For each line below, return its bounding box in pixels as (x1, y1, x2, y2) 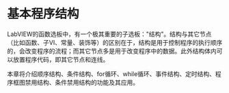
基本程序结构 (7, 6, 80, 22)
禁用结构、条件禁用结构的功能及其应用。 (25, 78, 139, 86)
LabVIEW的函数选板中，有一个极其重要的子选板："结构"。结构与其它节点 (7, 30, 212, 38)
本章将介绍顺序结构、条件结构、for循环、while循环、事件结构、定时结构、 (7, 69, 216, 78)
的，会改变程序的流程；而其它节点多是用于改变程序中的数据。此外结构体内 (7, 47, 217, 55)
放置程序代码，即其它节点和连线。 (12, 55, 109, 63)
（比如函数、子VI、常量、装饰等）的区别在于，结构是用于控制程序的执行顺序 (7, 38, 223, 46)
